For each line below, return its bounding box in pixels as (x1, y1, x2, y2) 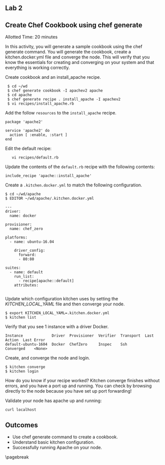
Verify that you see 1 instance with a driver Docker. (5, 324, 109, 330)
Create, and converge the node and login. (5, 355, 90, 361)
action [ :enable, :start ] (9, 132, 68, 138)
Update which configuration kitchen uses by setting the (5, 296, 118, 302)
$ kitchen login (5, 369, 39, 374)
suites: (5, 265, 21, 271)
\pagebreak (5, 454, 29, 460)
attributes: (14, 283, 39, 288)
